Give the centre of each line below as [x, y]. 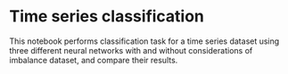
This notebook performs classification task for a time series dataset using [144, 41]
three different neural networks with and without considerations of [131, 50]
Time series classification [107, 16]
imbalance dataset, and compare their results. [94, 60]
